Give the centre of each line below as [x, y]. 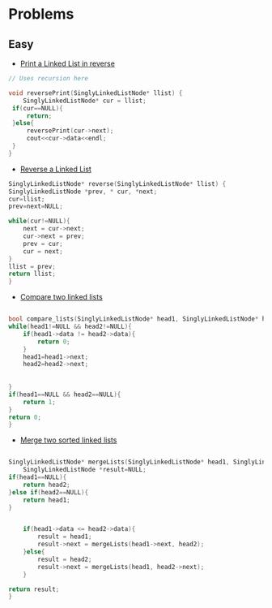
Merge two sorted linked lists [68, 440]
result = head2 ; [65, 559]
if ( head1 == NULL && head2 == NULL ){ [65, 395]
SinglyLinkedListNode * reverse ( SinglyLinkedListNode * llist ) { [117, 183]
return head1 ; [47, 500]
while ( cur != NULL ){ [39, 221]
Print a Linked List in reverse [68, 63]
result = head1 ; [65, 537]
